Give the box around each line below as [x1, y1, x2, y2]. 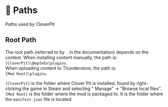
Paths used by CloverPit [5, 21, 55, 27]
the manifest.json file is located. [5, 96, 73, 102]
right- [136, 80, 148, 86]
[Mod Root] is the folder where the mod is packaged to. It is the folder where [5, 90, 163, 97]
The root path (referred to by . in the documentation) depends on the [5, 49, 149, 55]
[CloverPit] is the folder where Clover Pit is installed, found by [5, 80, 136, 86]
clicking [5, 85, 22, 91]
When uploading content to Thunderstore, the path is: [5, 65, 117, 71]
